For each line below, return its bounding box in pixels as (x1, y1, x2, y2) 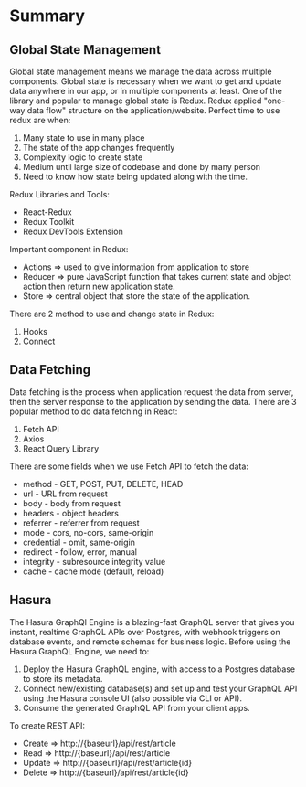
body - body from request (22, 497, 121, 508)
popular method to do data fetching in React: (9, 406, 178, 417)
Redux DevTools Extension (22, 226, 123, 237)
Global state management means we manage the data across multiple (9, 66, 272, 77)
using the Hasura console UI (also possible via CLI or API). (22, 692, 242, 704)
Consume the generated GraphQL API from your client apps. (22, 702, 250, 713)
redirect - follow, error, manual (22, 546, 137, 558)
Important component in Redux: (9, 244, 129, 254)
